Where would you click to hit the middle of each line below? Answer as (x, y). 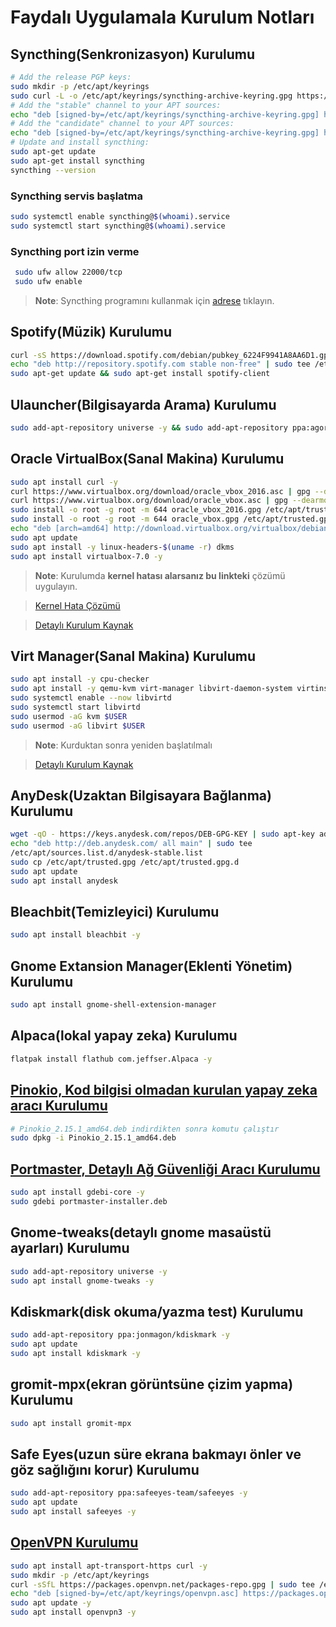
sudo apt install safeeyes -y (73, 1512)
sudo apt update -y (51, 1603)
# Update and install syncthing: (80, 142)
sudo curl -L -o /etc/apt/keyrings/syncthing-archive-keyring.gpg (151, 96)
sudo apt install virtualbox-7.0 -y (86, 556)
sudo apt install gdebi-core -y (77, 1192)
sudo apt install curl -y (64, 482)
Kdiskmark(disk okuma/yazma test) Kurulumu (157, 1311)
